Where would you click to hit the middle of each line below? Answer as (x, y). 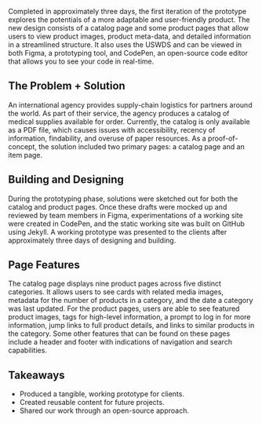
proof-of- (223, 138)
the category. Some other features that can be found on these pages (119, 334)
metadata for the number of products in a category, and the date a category (131, 301)
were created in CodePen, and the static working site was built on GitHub (127, 224)
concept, (23, 146)
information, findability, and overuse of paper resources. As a (107, 138)
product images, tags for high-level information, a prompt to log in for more (129, 317)
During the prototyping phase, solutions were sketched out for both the (123, 199)
